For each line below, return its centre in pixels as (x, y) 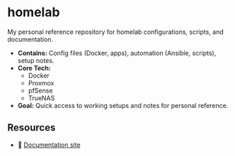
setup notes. (36, 60)
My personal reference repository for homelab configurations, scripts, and (116, 32)
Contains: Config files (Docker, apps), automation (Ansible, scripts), (117, 53)
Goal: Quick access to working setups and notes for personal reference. (123, 105)
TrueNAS (41, 98)
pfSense (40, 90)
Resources (31, 128)
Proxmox (41, 83)
